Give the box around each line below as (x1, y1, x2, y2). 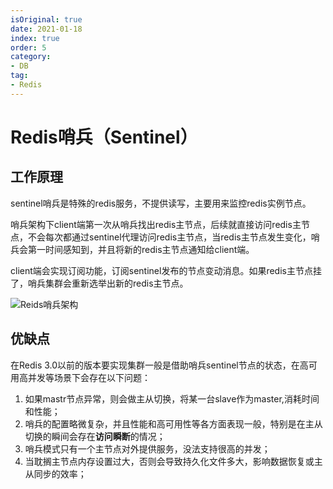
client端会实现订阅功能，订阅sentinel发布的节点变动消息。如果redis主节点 (10, 264, 313, 276)
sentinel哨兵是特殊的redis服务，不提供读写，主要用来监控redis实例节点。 (10, 197, 312, 209)
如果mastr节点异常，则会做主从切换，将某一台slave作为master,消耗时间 (24, 392, 320, 405)
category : (10, 52, 52, 62)
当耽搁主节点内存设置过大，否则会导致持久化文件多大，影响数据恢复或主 (24, 455, 323, 467)
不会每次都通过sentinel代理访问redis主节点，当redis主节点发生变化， (27, 231, 312, 243)
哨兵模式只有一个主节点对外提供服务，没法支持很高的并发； (24, 442, 271, 455)
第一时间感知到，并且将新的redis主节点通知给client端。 (27, 243, 255, 255)
